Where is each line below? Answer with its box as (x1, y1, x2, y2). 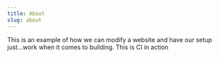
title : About (7, 10, 45, 17)
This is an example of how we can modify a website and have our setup (7, 35, 213, 43)
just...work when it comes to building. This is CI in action (7, 43, 169, 51)
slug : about (7, 17, 42, 23)
